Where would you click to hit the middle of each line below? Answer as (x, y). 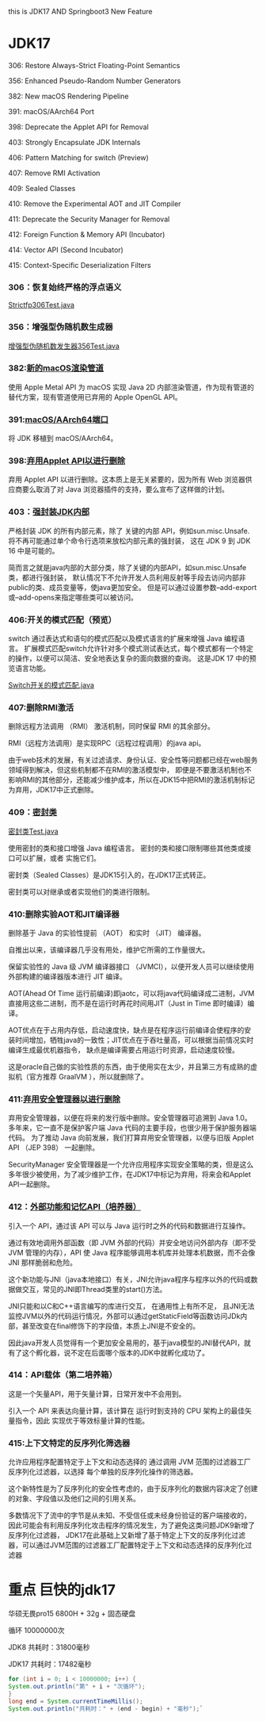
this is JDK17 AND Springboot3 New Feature (80, 11)
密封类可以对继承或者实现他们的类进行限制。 (81, 891)
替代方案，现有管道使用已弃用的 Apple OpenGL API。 (95, 397)
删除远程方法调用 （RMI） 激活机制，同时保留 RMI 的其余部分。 (112, 726)
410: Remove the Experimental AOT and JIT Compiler (95, 203)
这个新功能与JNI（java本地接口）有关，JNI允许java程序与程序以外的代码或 (130, 1279)
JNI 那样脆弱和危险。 (43, 1262)
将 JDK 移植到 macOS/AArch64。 (63, 439)
